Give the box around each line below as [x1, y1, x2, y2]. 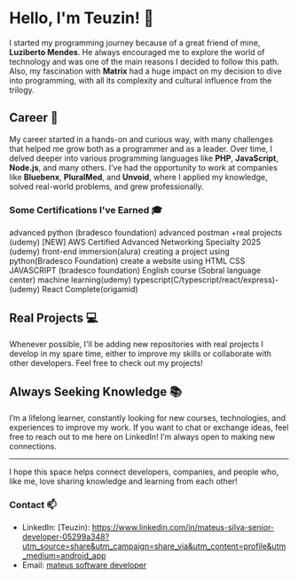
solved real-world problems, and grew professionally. [9, 181, 204, 192]
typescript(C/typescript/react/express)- [133, 274, 279, 285]
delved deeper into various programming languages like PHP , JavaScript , [9, 153, 279, 163]
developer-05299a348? [21, 531, 110, 542]
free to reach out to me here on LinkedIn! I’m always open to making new [9, 431, 276, 442]
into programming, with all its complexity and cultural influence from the [9, 75, 272, 85]
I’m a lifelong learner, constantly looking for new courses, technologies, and [9, 412, 286, 423]
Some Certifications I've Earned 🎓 [9, 203, 162, 216]
